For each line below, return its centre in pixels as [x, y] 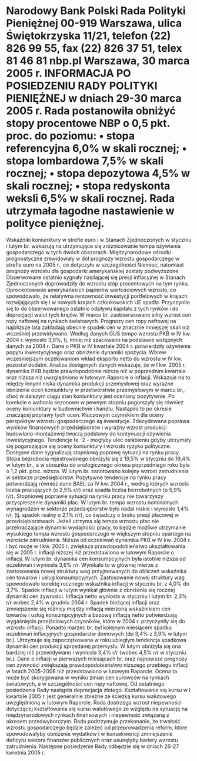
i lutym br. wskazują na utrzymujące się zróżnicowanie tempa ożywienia [94, 246]
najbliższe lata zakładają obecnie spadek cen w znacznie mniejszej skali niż [98, 327]
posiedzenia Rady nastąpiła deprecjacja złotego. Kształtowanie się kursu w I [98, 690]
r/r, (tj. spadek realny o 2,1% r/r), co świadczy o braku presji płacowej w [93, 515]
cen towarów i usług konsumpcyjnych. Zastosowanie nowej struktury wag [96, 577]
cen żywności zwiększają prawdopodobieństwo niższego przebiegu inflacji [98, 665]
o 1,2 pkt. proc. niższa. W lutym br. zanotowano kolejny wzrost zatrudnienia [98, 471]
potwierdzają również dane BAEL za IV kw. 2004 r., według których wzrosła [98, 483]
